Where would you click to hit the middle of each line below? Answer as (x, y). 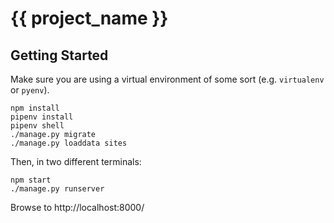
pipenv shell (37, 126)
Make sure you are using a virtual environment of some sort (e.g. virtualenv (167, 79)
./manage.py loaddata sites (69, 143)
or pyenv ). (30, 90)
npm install (35, 108)
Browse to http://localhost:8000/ (77, 207)
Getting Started (59, 55)
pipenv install (42, 117)
